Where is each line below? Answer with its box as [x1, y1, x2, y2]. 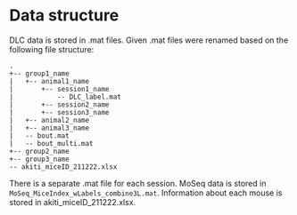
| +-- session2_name [9, 100, 110, 109]
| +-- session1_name [9, 84, 110, 93]
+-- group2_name [9, 147, 70, 155]
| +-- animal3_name [9, 123, 90, 132]
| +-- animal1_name [9, 76, 90, 85]
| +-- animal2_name [9, 115, 90, 124]
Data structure [9, 5, 120, 26]
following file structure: [9, 44, 95, 54]
